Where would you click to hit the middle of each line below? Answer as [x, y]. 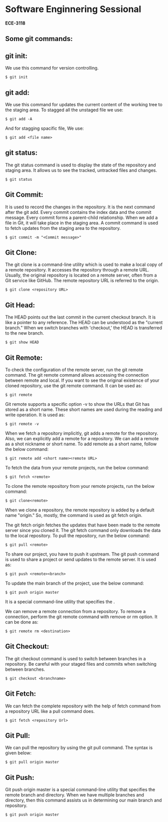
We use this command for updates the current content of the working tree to [84, 104]
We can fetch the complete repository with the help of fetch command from [83, 706]
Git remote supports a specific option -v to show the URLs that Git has [77, 404]
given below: [18, 753]
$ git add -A [19, 119]
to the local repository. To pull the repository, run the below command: [77, 536]
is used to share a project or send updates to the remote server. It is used [81, 560]
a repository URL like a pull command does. [50, 711]
